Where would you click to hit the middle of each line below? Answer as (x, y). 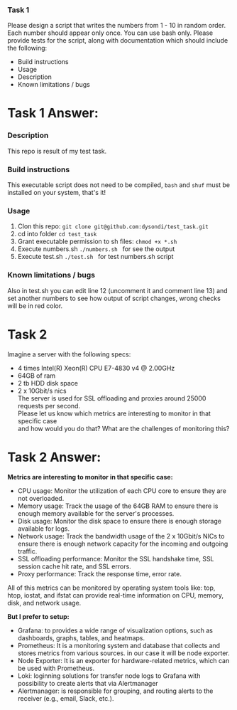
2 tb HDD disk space (48, 383)
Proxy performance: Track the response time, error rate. (100, 573)
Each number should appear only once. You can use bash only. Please (110, 33)
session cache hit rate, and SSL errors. (74, 566)
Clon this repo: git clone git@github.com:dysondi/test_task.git (113, 226)
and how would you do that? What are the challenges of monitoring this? (123, 428)
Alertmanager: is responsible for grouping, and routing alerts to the (115, 691)
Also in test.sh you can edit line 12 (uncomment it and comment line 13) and (118, 290)
